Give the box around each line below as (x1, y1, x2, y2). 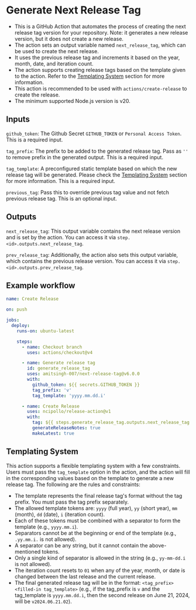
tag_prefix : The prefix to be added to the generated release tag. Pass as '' (6, 147, 188, 154)
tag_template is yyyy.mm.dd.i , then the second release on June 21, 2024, (14, 591, 190, 598)
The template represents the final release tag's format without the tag (14, 492, 183, 499)
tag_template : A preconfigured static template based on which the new (6, 165, 177, 172)
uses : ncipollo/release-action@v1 (27, 409, 111, 415)
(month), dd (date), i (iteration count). (14, 511, 105, 518)
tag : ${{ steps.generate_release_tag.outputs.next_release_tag (32, 419, 190, 426)
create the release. (14, 91, 60, 98)
